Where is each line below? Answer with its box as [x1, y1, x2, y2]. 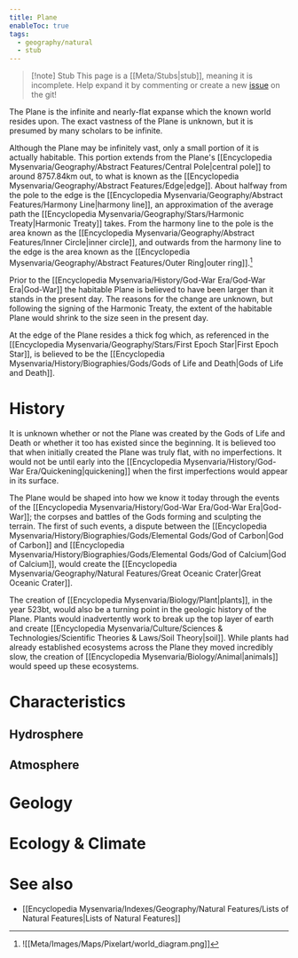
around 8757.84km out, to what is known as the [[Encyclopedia [9, 171, 239, 182]
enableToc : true [9, 21, 69, 30]
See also [9, 874, 74, 894]
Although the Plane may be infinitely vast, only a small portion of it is [9, 143, 260, 154]
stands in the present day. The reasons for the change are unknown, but [9, 293, 273, 304]
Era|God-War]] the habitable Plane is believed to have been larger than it [9, 283, 274, 294]
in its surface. [9, 475, 59, 485]
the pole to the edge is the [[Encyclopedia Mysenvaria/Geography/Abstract [9, 190, 284, 201]
